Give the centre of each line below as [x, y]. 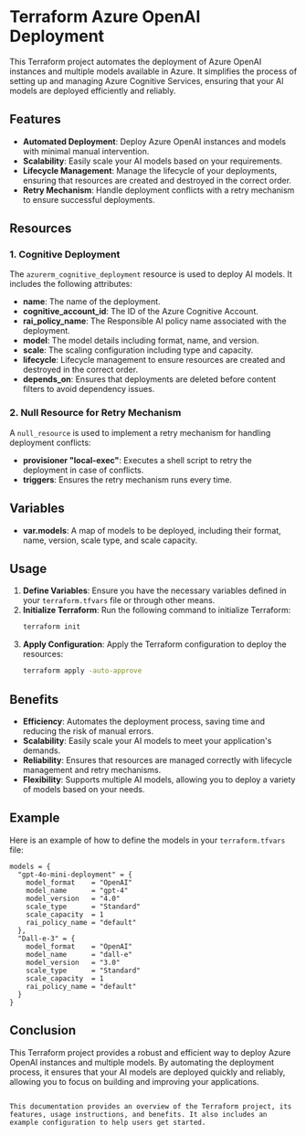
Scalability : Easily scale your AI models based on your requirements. [153, 161]
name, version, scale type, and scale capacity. [110, 540]
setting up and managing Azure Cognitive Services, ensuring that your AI [147, 80]
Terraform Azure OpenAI [105, 17]
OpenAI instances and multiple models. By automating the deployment [142, 1062]
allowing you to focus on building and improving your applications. [134, 1081]
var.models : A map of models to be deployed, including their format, [152, 530]
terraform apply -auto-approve [82, 671]
